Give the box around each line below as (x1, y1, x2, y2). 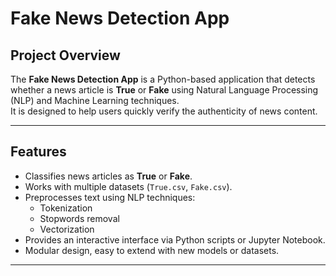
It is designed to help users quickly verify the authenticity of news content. (10, 105, 318, 117)
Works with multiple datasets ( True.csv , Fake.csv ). (24, 180, 233, 192)
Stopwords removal (39, 212, 120, 224)
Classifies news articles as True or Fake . (24, 170, 193, 182)
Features (10, 143, 67, 161)
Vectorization (39, 223, 95, 235)
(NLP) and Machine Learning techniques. (10, 95, 180, 106)
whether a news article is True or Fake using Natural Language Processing (10, 84, 319, 96)
